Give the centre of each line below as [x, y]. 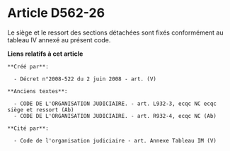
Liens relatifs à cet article [45, 54]
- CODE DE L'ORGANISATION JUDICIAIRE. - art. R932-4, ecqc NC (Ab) [115, 116]
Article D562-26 [56, 13]
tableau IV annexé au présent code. [59, 40]
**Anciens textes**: [38, 91]
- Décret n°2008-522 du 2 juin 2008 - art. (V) [85, 79]
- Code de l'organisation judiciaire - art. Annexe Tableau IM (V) [115, 140]
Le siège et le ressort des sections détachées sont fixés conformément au [116, 32]
